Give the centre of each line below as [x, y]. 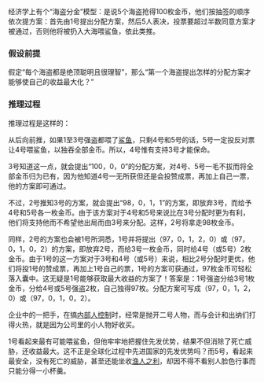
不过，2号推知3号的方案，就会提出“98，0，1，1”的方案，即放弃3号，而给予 [130, 202]
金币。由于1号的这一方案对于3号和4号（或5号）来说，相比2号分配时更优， [128, 259]
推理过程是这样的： [39, 123]
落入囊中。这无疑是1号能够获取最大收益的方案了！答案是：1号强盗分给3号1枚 [132, 278]
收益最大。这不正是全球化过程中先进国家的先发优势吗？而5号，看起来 [141, 351]
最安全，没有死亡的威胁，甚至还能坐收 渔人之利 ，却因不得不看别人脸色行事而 [132, 361]
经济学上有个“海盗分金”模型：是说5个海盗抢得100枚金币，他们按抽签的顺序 [129, 11]
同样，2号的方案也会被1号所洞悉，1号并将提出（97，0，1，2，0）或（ [121, 239]
